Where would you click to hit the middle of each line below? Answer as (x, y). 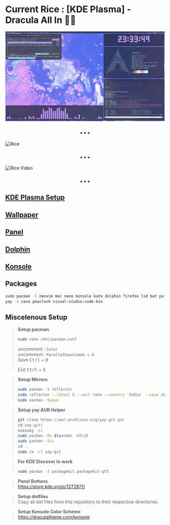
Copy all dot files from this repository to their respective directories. (88, 502)
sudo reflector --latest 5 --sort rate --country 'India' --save (88, 395)
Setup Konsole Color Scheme (49, 511)
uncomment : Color (38, 349)
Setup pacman (33, 329)
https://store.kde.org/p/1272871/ (51, 486)
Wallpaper (22, 215)
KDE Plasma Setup (35, 198)
